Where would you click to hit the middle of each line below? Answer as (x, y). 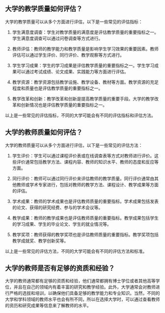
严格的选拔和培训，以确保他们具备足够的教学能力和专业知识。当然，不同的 (84, 293)
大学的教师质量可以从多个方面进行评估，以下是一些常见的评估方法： (74, 145)
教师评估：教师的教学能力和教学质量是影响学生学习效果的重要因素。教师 (85, 49)
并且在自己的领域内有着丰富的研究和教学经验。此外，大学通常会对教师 (84, 287)
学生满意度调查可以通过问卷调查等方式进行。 (57, 38)
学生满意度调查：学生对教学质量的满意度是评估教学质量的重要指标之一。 (85, 32)
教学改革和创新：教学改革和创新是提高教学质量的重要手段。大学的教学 (83, 99)
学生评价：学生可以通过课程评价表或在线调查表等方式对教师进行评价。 (83, 156)
